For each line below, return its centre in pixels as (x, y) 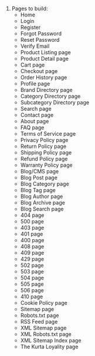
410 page (32, 296)
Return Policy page (43, 146)
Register (30, 27)
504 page (32, 278)
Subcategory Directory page (55, 102)
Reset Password (40, 40)
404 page (32, 215)
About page (35, 121)
